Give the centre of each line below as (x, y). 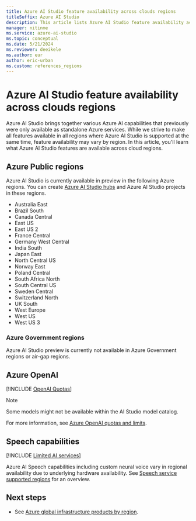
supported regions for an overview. (48, 479)
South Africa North (37, 279)
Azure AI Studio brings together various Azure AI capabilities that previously (97, 123)
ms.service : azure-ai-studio (41, 33)
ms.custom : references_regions (44, 66)
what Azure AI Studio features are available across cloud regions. (85, 148)
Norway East (30, 267)
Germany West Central (42, 242)
